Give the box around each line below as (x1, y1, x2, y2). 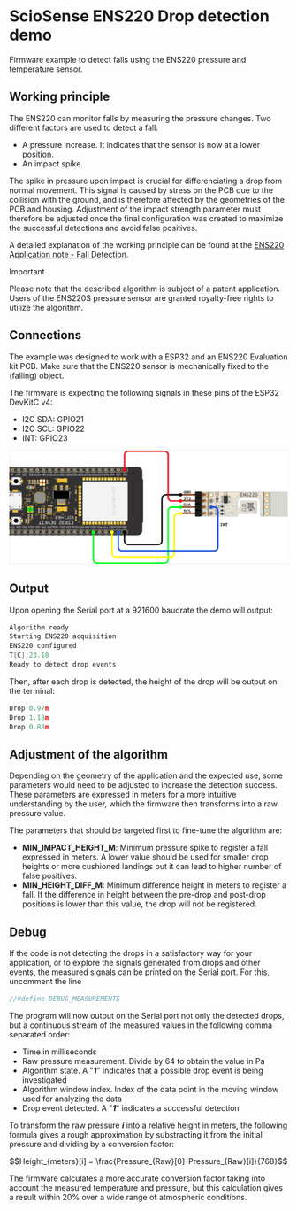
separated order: (9, 1030, 71, 1040)
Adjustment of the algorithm (9, 747, 168, 762)
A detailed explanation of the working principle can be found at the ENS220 (9, 239, 285, 250)
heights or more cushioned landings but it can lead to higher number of (21, 861, 282, 872)
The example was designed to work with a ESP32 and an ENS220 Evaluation (9, 351, 288, 362)
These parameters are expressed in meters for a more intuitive (9, 790, 237, 800)
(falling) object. (9, 370, 65, 381)
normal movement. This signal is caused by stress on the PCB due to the (9, 184, 274, 196)
